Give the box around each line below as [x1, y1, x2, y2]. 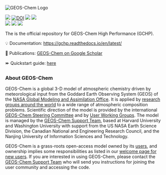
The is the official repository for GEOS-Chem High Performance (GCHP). [5, 30, 155, 36]
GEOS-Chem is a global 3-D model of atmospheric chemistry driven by [5, 86, 151, 92]
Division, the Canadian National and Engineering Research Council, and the [5, 128, 160, 134]
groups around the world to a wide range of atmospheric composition [5, 102, 148, 108]
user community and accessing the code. [5, 165, 91, 171]
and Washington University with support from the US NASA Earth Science [5, 123, 157, 129]
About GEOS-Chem [5, 74, 53, 81]
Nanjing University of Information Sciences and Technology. [5, 134, 129, 140]
